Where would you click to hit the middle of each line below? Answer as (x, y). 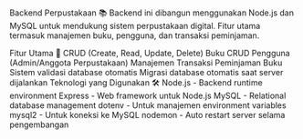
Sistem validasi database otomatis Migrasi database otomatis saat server (146, 72)
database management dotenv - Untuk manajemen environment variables (148, 105)
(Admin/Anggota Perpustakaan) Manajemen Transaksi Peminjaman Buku (146, 63)
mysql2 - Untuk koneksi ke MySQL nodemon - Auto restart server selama (147, 115)
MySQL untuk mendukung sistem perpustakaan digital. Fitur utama (135, 26)
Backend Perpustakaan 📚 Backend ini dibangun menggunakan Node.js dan (152, 13)
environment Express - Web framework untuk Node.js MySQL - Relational (148, 95)
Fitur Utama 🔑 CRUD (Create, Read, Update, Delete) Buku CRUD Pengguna (150, 53)
